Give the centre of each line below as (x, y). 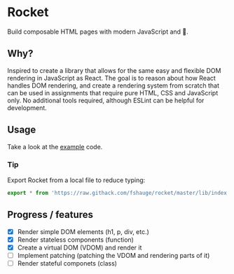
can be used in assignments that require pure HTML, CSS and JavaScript (113, 93)
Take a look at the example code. (55, 146)
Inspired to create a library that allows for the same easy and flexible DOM (114, 70)
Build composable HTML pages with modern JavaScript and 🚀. (98, 32)
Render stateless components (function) (76, 240)
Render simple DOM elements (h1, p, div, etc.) (83, 231)
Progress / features (50, 215)
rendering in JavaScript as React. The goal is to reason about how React (111, 78)
